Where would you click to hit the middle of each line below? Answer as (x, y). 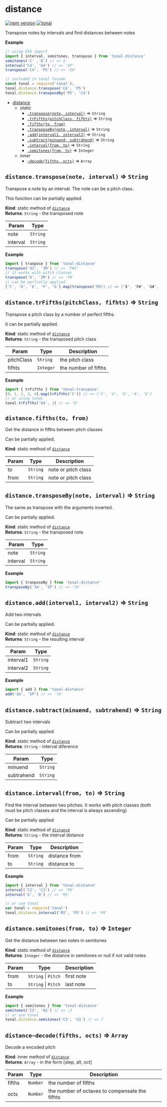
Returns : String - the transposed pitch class (51, 339)
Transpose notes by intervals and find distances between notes (70, 32)
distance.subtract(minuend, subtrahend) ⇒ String (83, 710)
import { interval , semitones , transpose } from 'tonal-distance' (75, 56)
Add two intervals (23, 614)
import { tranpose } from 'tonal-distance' (51, 264)
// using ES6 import (27, 51)
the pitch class (77, 359)
